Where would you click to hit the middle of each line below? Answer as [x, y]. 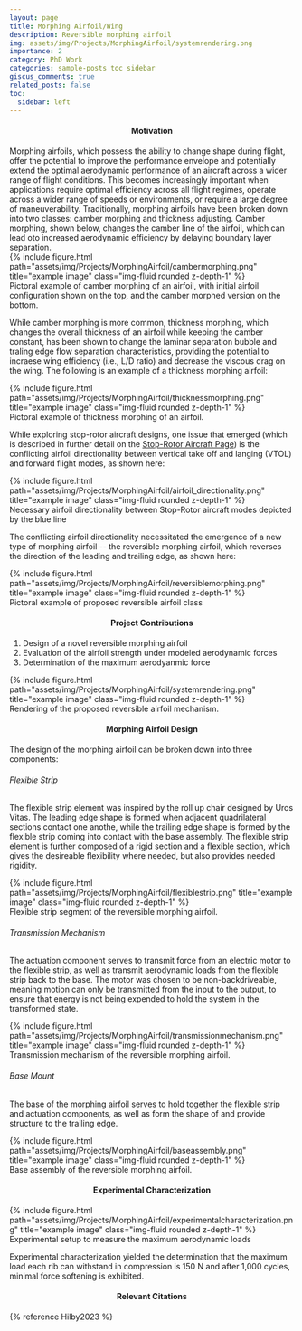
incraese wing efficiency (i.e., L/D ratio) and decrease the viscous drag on [147, 361]
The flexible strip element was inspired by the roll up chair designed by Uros [151, 808]
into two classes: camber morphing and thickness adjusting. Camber [137, 218]
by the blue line [38, 519]
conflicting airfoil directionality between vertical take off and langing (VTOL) [151, 453]
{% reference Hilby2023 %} [61, 1317]
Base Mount [32, 1075]
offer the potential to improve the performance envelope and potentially [142, 160]
